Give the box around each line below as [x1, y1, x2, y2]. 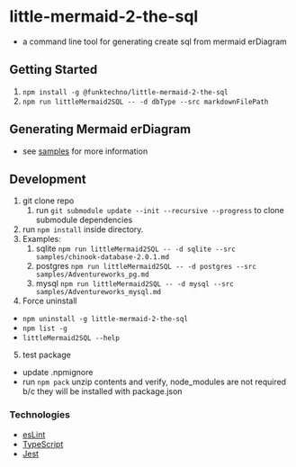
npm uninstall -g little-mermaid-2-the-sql [22, 315, 189, 324]
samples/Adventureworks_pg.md [35, 270, 150, 280]
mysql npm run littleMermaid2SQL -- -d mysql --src [35, 278, 234, 289]
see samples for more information [22, 146, 148, 157]
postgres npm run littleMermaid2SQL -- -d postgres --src [35, 261, 256, 272]
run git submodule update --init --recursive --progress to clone [35, 205, 285, 216]
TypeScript [22, 438, 64, 449]
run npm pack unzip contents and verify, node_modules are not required [22, 376, 286, 388]
